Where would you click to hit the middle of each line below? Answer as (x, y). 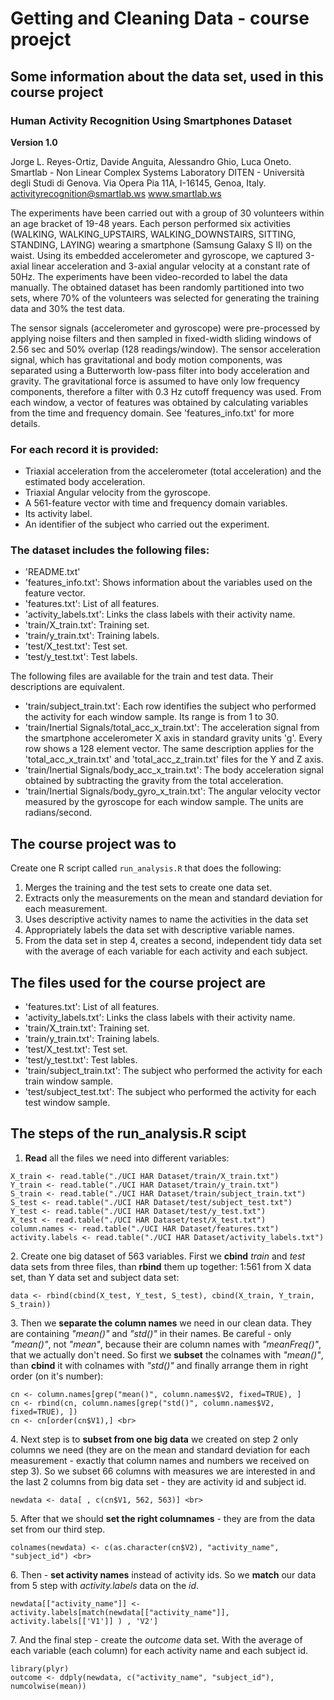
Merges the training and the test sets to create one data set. (148, 888)
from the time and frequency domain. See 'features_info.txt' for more (152, 413)
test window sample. (67, 1103)
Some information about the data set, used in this (167, 76)
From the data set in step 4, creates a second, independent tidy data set (173, 941)
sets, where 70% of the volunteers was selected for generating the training (165, 298)
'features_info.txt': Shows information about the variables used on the (168, 583)
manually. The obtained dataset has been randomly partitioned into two (157, 287)
